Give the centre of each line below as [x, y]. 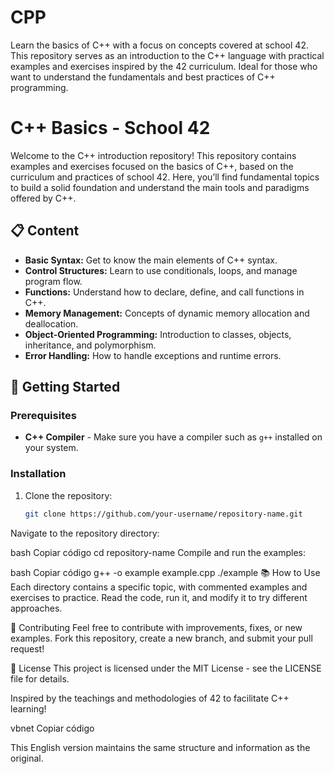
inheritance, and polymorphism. [90, 345]
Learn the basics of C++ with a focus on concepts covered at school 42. [159, 45]
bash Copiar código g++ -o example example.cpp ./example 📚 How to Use [165, 572]
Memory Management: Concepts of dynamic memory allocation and [167, 313]
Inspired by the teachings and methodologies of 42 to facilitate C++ [150, 698]
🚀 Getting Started [65, 387]
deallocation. [51, 323]
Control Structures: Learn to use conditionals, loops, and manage [161, 270]
